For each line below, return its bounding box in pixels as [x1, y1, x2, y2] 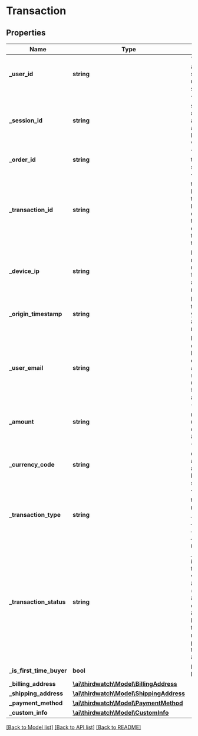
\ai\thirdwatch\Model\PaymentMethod [72, 699, 183, 707]
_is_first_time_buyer [9, 666, 67, 675]
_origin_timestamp [9, 310, 62, 318]
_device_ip [9, 267, 40, 275]
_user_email [9, 364, 44, 372]
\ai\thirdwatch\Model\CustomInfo [72, 709, 169, 717]
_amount [9, 418, 34, 426]
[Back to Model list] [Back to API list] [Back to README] [6, 724, 141, 731]
